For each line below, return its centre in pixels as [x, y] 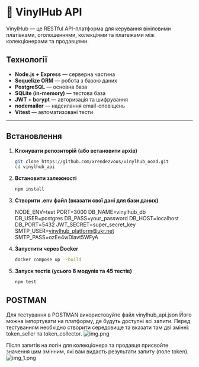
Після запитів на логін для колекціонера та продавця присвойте [87, 345]
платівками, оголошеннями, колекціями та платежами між [81, 34]
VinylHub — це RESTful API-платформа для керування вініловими [89, 29]
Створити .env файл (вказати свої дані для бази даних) [86, 201]
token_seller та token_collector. [44, 333]
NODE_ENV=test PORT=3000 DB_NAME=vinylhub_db [80, 212]
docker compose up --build [48, 260]
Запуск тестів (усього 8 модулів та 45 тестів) [73, 271]
